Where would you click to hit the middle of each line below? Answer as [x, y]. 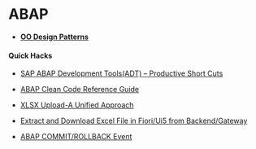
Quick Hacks [30, 55]
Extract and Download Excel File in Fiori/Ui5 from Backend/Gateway [134, 121]
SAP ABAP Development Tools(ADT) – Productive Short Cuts [121, 73]
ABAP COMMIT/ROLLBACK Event [76, 137]
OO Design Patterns [54, 37]
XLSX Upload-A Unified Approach [77, 105]
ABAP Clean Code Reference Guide [80, 90]
